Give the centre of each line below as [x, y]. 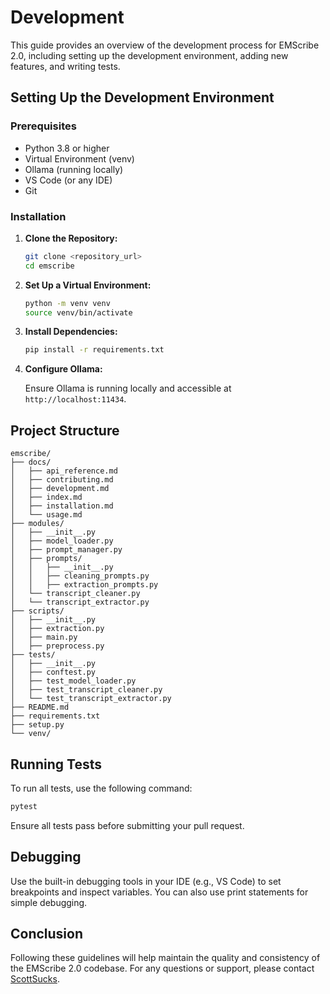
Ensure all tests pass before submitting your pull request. [127, 825]
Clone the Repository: [71, 238]
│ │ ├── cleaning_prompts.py [80, 576]
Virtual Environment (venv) [79, 158]
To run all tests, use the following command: [101, 788]
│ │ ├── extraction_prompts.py [84, 585]
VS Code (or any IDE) [68, 180]
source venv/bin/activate [78, 312]
